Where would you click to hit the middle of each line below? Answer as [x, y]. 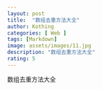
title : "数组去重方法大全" [43, 20]
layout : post [26, 13]
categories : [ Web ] [37, 33]
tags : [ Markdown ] [32, 39]
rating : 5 [22, 59]
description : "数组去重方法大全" [51, 53]
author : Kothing [31, 26]
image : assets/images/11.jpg [49, 46]
